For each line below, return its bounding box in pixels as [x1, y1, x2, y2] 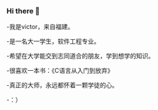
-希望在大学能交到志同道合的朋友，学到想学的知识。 [6, 52, 155, 60]
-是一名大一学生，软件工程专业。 [6, 37, 101, 45]
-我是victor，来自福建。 [6, 23, 74, 31]
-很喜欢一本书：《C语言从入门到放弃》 [6, 67, 114, 75]
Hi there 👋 [6, 6, 41, 16]
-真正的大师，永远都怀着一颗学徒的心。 [6, 81, 119, 89]
